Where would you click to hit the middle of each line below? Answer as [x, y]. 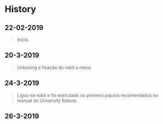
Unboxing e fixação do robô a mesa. [54, 67]
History [20, 9]
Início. [23, 39]
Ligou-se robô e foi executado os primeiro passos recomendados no [87, 95]
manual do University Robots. [47, 100]
